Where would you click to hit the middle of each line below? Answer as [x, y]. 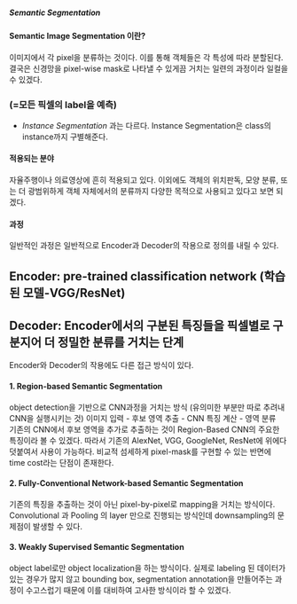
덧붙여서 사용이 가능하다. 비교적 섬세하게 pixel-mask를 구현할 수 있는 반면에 [141, 451]
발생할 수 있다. [57, 526]
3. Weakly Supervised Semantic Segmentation [97, 547]
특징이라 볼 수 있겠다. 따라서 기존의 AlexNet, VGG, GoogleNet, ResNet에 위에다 [148, 440]
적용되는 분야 [32, 159]
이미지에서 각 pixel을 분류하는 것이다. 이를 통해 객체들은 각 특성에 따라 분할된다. [146, 57]
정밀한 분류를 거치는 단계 [121, 343]
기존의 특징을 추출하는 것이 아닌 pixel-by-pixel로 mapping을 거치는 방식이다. [142, 504]
